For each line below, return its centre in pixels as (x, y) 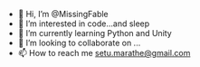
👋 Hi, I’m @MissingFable (63, 14)
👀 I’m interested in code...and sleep (84, 24)
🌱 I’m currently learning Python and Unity (95, 33)
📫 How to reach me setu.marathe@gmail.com (104, 53)
